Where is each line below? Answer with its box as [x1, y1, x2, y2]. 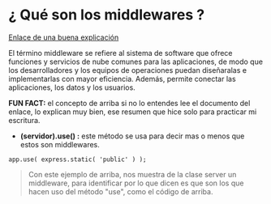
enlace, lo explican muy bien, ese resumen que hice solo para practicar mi [8, 107, 257, 117]
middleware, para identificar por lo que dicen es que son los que [28, 178, 244, 188]
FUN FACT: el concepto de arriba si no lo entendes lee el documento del [8, 98, 251, 108]
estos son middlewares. [19, 139, 100, 149]
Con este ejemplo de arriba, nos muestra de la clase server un [28, 169, 237, 179]
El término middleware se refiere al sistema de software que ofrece [8, 48, 233, 57]
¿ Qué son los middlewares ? [8, 6, 205, 24]
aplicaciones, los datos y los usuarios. [8, 83, 135, 92]
